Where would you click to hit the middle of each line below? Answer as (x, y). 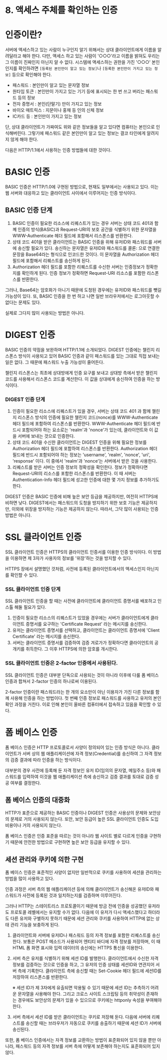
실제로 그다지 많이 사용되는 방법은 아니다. (45, 313)
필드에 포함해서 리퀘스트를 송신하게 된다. (51, 260)
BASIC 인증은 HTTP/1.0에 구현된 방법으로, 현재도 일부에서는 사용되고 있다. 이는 (82, 187)
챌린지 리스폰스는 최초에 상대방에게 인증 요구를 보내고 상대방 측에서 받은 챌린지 (82, 372)
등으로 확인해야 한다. (32, 75)
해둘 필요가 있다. (30, 607)
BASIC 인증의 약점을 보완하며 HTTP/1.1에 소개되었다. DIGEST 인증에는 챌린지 (80, 350)
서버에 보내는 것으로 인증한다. (46, 436)
